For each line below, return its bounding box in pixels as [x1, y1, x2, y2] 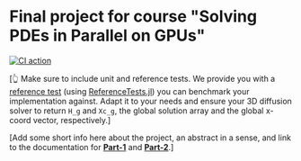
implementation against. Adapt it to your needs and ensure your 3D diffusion [9, 95, 292, 106]
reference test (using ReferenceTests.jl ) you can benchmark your [9, 85, 250, 96]
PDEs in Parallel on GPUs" [9, 25, 206, 46]
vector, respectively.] [32, 114, 111, 125]
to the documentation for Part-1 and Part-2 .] [9, 141, 174, 152]
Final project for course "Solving [9, 6, 258, 27]
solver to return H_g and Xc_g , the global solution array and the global [9, 105, 264, 116]
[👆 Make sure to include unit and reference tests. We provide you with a [9, 73, 276, 84]
